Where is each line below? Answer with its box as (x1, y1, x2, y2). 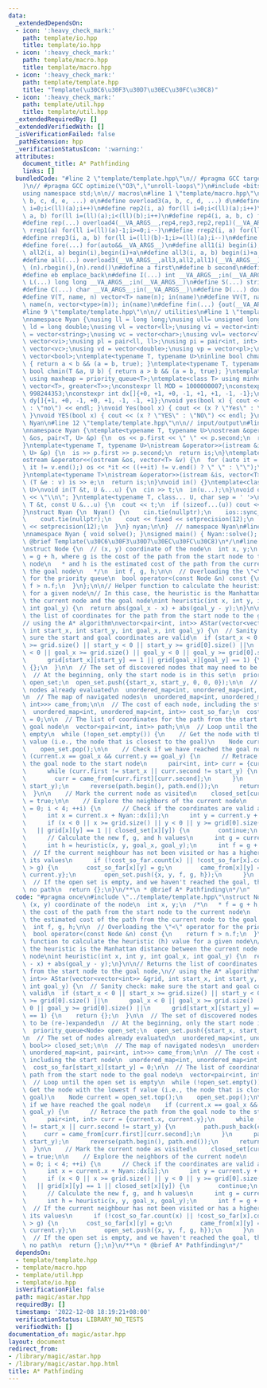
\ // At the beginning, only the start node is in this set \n (22, 671, 237, 679)
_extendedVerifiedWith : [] (15, 123, 105, 131)
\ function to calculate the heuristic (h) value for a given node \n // (22, 938, 265, 946)
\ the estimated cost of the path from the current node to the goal (22, 916, 258, 923)
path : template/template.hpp (22, 78, 119, 86)
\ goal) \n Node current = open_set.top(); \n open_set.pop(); (22, 1093, 250, 1101)
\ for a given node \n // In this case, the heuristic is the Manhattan (22, 590, 261, 598)
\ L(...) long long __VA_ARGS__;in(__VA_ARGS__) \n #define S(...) (22, 278, 244, 287)
